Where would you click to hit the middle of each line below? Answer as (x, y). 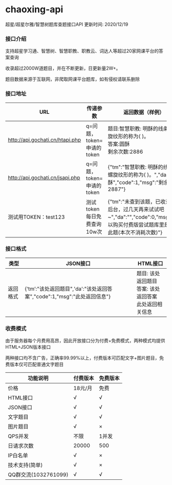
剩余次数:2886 (125, 151)
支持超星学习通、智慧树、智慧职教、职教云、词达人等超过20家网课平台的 (82, 51)
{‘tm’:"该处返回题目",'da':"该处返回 (66, 289)
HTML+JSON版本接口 (28, 347)
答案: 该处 (148, 289)
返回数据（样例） (144, 112)
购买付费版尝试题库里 (139, 225)
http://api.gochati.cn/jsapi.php (44, 177)
